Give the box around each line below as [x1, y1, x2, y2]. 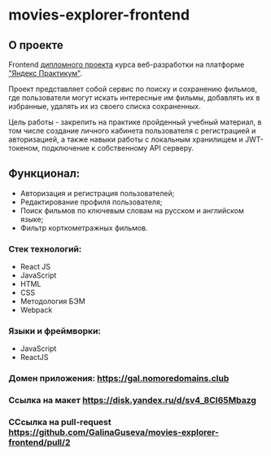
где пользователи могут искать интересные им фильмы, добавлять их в [8, 93, 260, 103]
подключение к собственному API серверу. [42, 143, 194, 152]
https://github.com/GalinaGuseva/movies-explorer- [8, 427, 220, 438]
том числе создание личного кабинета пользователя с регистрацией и [8, 126, 256, 135]
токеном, [8, 143, 41, 152]
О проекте [8, 38, 63, 52]
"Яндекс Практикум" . [8, 68, 83, 78]
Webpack [20, 305, 53, 315]
